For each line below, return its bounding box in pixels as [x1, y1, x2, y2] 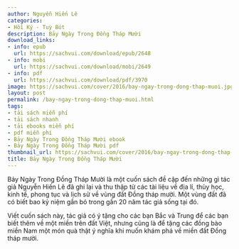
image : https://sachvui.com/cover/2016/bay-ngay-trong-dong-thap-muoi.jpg [7, 83, 234, 90]
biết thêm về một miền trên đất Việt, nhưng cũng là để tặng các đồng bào [7, 218, 223, 227]
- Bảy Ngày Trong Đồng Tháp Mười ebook [7, 135, 126, 143]
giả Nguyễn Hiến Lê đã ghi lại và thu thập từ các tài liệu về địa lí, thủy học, [7, 182, 224, 191]
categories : [7, 17, 43, 24]
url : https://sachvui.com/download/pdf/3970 [14, 76, 148, 84]
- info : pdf [7, 70, 43, 77]
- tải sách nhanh [7, 116, 59, 123]
